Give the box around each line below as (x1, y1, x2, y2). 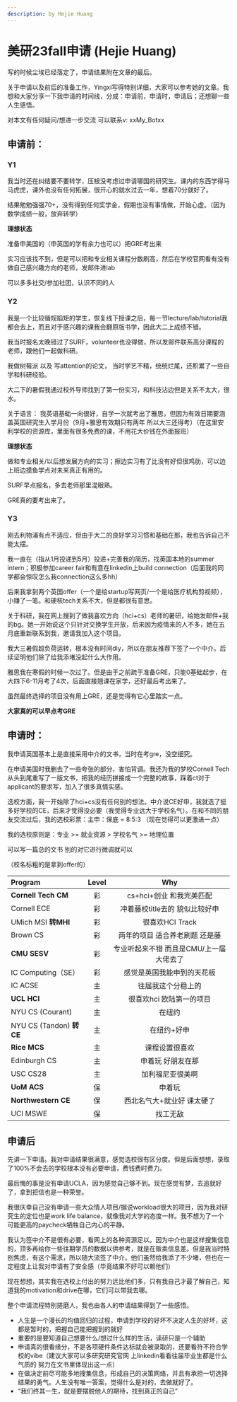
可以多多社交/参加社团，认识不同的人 (7, 279, 115, 287)
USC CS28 (11, 1069, 47, 1079)
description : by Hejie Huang (7, 10, 93, 18)
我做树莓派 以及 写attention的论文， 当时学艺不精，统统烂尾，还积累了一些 (7, 361, 224, 370)
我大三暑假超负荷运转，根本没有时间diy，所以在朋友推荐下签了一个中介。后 (7, 644, 226, 652)
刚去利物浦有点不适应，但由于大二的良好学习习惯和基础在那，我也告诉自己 (7, 531, 224, 539)
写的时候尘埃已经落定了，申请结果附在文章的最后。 (7, 68, 156, 76)
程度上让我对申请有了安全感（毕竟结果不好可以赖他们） (13, 1262, 174, 1270)
